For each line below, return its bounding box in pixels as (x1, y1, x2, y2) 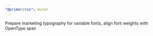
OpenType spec (5, 25, 37, 31)
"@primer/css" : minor (5, 7, 49, 12)
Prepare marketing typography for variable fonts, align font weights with (5, 20, 149, 26)
